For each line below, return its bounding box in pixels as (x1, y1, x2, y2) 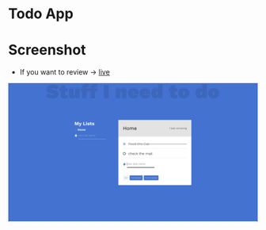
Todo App (8, 5, 74, 23)
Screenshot (8, 41, 86, 59)
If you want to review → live (19, 67, 111, 77)
